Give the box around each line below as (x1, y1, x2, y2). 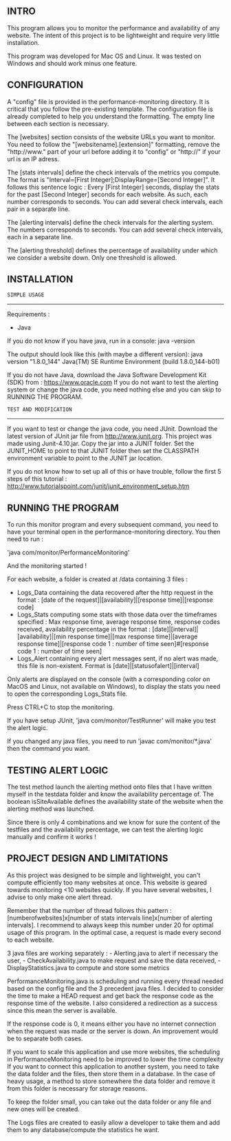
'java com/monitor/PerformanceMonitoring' (7, 548, 130, 557)
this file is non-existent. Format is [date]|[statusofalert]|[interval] (16, 662, 199, 670)
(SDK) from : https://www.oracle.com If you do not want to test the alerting (7, 378, 219, 387)
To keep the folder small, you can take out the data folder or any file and (7, 1098, 212, 1106)
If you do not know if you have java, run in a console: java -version (7, 337, 195, 345)
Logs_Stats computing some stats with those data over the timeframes (16, 610, 217, 619)
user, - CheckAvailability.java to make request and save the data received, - (7, 956, 221, 965)
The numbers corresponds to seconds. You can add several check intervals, (7, 225, 223, 234)
